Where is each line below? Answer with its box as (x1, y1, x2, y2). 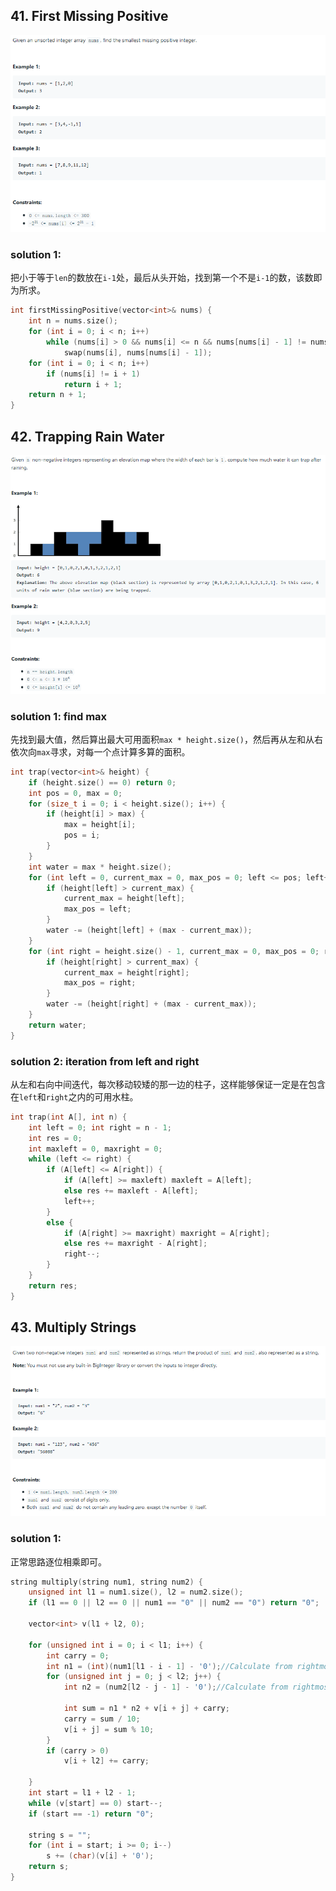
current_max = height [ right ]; (63, 967, 190, 978)
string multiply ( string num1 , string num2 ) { (10, 1577, 203, 1587)
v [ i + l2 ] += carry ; (63, 1756, 150, 1766)
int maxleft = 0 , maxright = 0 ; (28, 1144, 163, 1154)
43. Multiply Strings (10, 1319, 137, 1336)
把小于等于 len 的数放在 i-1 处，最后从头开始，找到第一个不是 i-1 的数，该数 (10, 272, 314, 284)
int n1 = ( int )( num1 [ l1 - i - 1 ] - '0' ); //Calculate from (46, 1661, 293, 1671)
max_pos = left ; (63, 904, 132, 914)
